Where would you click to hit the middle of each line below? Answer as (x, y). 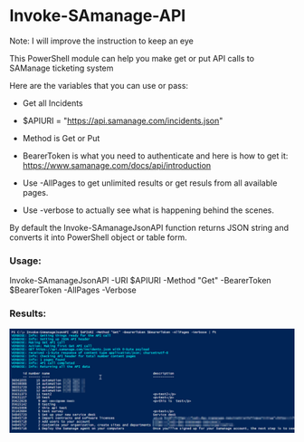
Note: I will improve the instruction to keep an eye (102, 41)
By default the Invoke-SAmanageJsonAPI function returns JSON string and (149, 227)
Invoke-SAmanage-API (98, 16)
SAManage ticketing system (62, 68)
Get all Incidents (52, 103)
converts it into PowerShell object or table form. (98, 237)
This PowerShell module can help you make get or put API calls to (132, 58)
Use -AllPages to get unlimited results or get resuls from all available (150, 183)
